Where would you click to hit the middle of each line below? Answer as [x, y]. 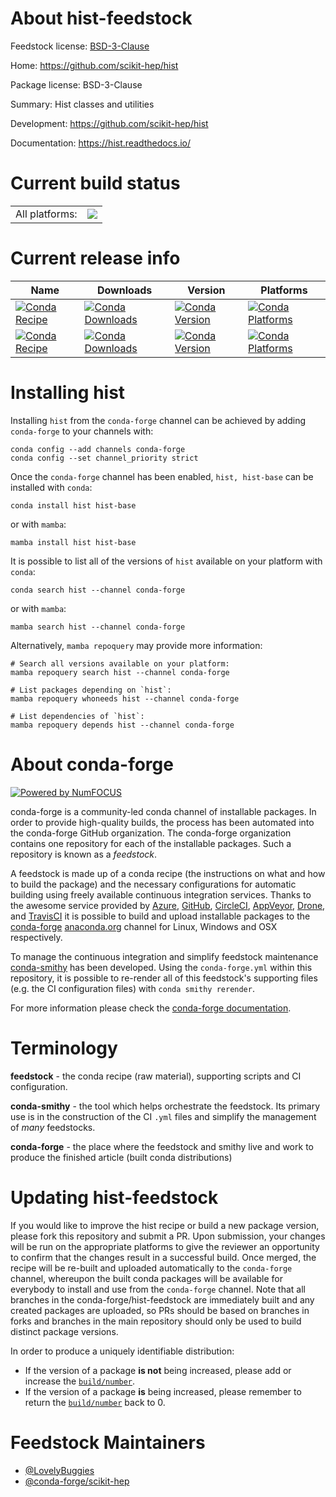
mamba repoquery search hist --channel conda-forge [120, 672]
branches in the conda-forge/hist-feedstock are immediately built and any [162, 1299]
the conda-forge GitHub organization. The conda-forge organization [151, 833]
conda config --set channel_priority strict [104, 458]
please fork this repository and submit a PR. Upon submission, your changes [168, 1236]
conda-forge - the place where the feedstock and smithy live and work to [162, 1146]
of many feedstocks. [53, 1127]
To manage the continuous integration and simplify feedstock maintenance [164, 956]
